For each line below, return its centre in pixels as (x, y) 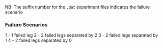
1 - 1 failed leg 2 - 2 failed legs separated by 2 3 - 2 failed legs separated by (81, 35)
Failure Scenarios (26, 25)
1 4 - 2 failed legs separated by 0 (39, 40)
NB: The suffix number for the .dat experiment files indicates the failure (78, 7)
